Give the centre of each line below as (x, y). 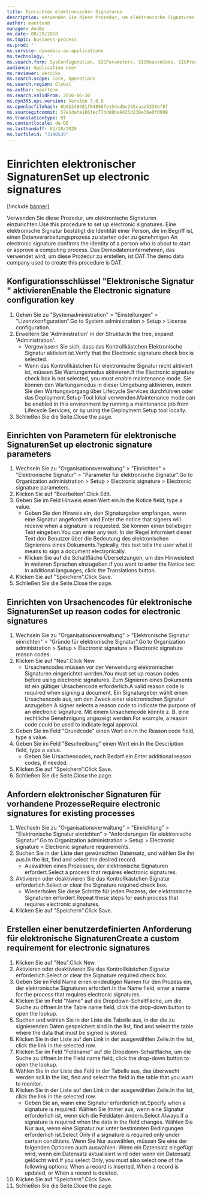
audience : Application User (42, 67)
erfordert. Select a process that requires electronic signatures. (101, 872)
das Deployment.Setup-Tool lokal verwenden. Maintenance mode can (110, 397)
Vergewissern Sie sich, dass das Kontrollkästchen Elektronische (103, 346)
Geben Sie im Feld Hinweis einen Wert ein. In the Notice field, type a (99, 500)
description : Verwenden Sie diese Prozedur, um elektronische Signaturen (101, 17)
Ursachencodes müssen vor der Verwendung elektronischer (99, 667)
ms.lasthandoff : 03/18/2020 (42, 129)
